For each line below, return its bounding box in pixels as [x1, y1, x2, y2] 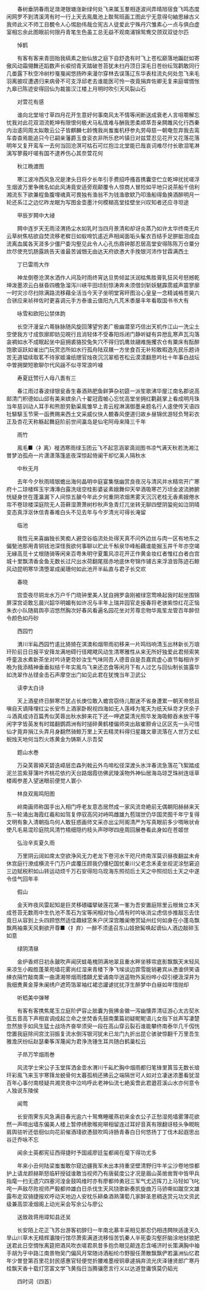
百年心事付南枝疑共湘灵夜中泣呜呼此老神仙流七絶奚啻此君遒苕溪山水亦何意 [6, 1079, 194, 1086]
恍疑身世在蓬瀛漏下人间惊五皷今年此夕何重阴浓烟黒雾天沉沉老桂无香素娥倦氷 [6, 493, 200, 500]
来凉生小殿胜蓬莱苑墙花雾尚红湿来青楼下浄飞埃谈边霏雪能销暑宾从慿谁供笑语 [6, 966, 200, 973]
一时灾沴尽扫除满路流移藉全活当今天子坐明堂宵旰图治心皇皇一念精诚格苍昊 [6, 289, 194, 296]
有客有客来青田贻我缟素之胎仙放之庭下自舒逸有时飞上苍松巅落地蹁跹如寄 [17, 55, 200, 61]
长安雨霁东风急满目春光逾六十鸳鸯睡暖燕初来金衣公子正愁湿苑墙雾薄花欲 [17, 1113, 200, 1120]
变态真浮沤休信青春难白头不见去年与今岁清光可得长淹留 [6, 509, 146, 515]
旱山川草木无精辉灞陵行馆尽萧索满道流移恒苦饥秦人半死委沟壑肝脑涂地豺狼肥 [6, 1234, 200, 1241]
